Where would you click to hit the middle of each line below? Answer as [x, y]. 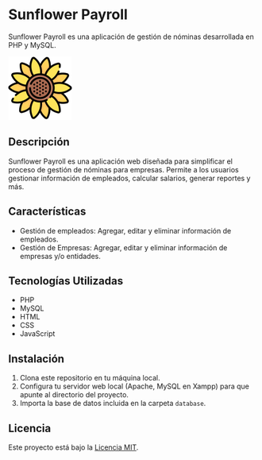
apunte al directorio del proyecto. [74, 395]
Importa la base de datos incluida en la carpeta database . [113, 404]
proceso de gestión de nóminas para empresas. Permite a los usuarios [124, 169]
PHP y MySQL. [33, 44]
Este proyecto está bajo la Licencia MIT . [73, 447]
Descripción [39, 142]
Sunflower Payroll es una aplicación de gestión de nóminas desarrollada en [131, 37]
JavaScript [37, 334]
